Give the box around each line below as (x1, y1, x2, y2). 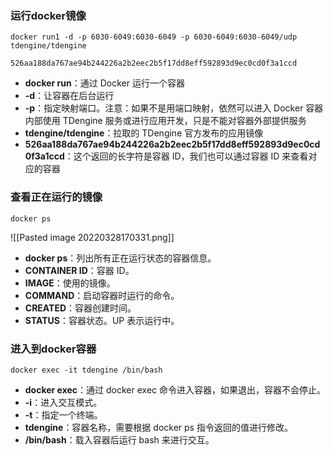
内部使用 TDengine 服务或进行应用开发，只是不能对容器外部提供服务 (24, 115, 307, 127)
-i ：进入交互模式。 (24, 396, 103, 408)
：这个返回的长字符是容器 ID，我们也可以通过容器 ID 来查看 (64, 150, 309, 162)
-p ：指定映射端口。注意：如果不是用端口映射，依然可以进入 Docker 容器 (24, 102, 324, 114)
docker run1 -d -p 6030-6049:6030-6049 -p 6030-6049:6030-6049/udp (10, 32, 298, 42)
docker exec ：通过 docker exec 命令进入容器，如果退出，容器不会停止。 (24, 383, 327, 396)
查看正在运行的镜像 (10, 190, 103, 204)
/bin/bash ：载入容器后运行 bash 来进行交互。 (24, 433, 215, 446)
